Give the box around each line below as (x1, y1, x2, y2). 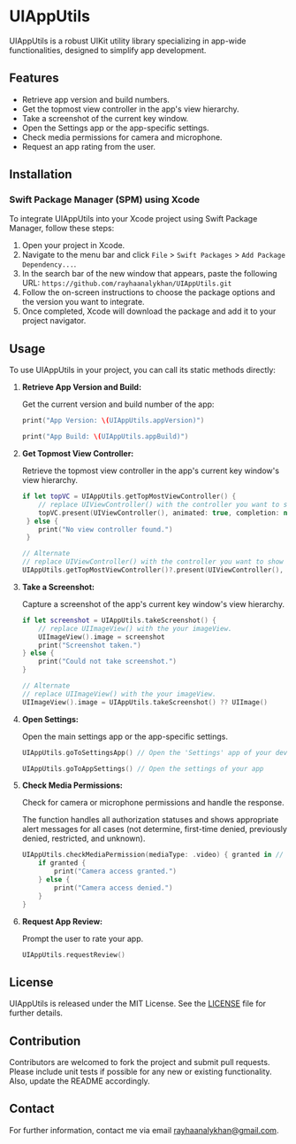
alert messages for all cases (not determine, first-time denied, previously (21, 824, 287, 835)
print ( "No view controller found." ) (38, 525, 173, 533)
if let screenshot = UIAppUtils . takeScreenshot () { (21, 616, 216, 625)
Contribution (9, 1033, 81, 1048)
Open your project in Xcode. (21, 240, 125, 251)
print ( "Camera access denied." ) (54, 883, 173, 892)
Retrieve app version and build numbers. (21, 94, 171, 105)
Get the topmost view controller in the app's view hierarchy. (21, 104, 240, 114)
